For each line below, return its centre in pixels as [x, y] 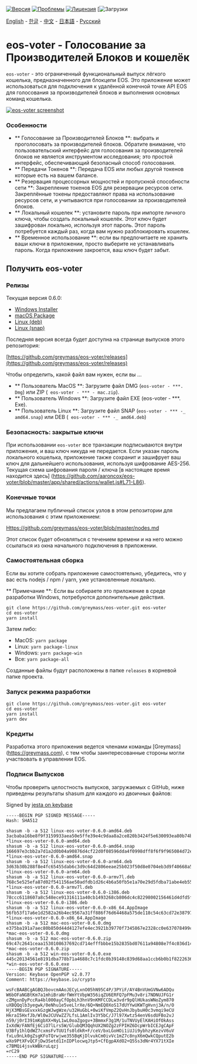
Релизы [18, 285]
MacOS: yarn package [41, 640]
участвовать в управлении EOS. [46, 759]
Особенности [26, 125]
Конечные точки [31, 497]
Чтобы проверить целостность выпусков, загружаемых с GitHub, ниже [95, 787]
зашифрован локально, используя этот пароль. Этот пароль [90, 225]
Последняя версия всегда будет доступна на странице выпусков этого [95, 339]
